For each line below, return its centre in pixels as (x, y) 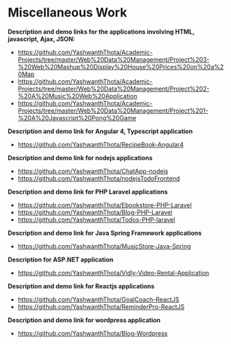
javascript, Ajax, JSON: (41, 38)
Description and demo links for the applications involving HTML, (101, 32)
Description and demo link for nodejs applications (80, 158)
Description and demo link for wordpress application (84, 320)
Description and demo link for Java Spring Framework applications (105, 233)
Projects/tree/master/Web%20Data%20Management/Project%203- (113, 59)
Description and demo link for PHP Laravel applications (88, 192)
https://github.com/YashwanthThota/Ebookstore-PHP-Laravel (105, 205)
